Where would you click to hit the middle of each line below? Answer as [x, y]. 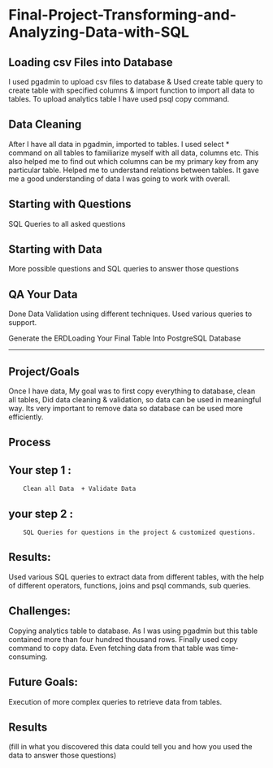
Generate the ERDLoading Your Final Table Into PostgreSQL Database [125, 338]
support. [23, 323]
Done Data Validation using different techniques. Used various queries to [130, 314]
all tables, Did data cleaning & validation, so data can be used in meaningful [135, 400]
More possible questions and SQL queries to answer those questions [124, 269]
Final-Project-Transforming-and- [123, 15]
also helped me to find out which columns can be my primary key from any [134, 161]
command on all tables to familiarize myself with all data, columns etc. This [134, 153]
